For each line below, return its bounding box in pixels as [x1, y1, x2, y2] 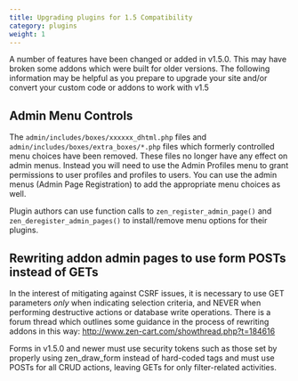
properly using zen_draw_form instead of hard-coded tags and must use [9, 353, 275, 363]
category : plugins [9, 21, 77, 30]
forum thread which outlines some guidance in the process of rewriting [9, 317, 270, 327]
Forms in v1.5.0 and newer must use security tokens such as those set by [9, 344, 278, 353]
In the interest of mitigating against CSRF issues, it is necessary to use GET [9, 288, 285, 298]
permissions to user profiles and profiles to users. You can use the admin [9, 170, 278, 181]
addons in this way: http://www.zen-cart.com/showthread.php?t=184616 [9, 326, 276, 336]
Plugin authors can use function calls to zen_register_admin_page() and [9, 206, 272, 216]
